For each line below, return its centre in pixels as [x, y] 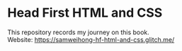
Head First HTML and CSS [85, 13]
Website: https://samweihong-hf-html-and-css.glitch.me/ [91, 39]
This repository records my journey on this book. [79, 32]
